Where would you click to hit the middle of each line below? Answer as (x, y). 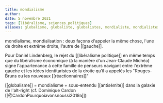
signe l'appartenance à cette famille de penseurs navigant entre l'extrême (79, 66)
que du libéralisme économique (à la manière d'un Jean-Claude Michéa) (77, 61)
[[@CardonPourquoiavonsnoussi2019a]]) (46, 96)
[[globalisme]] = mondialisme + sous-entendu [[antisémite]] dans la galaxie (80, 85)
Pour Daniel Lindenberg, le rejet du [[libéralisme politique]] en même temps (80, 55)
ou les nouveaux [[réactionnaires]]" (53, 76)
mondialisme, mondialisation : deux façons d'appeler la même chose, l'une (80, 41)
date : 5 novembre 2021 (28, 18)
